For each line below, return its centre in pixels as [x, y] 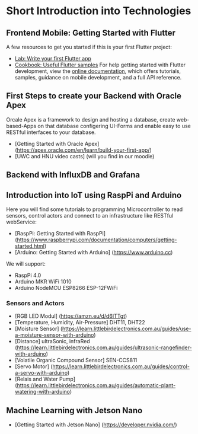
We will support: [26, 264]
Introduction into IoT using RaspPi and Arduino [94, 195]
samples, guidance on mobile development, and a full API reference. [98, 77]
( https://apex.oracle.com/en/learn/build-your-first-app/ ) [83, 150]
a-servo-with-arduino [41, 373]
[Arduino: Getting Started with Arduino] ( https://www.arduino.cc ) [94, 253]
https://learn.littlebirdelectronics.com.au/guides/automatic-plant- [96, 385]
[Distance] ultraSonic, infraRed [52, 342]
